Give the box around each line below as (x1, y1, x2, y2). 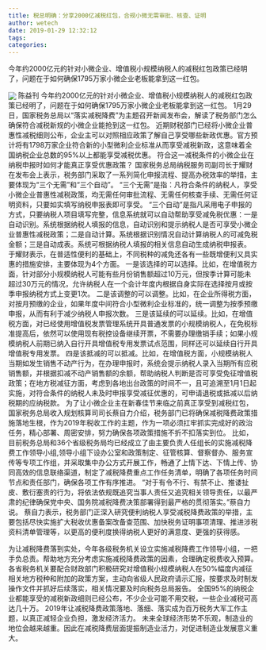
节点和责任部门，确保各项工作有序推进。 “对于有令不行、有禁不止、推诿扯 (8, 478, 249, 487)
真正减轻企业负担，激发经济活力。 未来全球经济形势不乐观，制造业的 (28, 613, 253, 623)
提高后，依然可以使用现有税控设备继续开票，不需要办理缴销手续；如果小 (14, 329, 251, 338)
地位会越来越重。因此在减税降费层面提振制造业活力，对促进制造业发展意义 (8, 624, 251, 633)
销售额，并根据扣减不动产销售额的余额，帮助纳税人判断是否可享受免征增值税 (8, 368, 258, 378)
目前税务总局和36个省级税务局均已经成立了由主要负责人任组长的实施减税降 (8, 438, 253, 448)
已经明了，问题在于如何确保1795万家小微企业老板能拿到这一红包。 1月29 (14, 101, 252, 110)
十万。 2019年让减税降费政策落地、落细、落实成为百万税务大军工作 (21, 604, 241, 613)
